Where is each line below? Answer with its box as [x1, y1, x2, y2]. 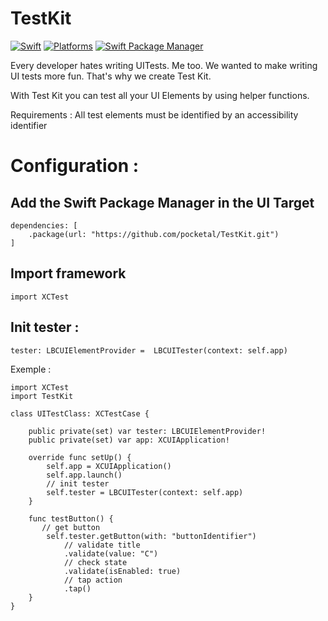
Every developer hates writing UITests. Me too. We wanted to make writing [10, 59, 318, 71]
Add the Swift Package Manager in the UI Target [10, 194, 315, 211]
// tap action [63, 575, 123, 585]
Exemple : [10, 363, 52, 375]
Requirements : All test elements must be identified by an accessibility [10, 108, 299, 121]
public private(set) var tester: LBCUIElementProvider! [28, 426, 267, 436]
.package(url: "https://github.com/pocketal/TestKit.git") [28, 229, 280, 239]
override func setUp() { [28, 452, 132, 462]
